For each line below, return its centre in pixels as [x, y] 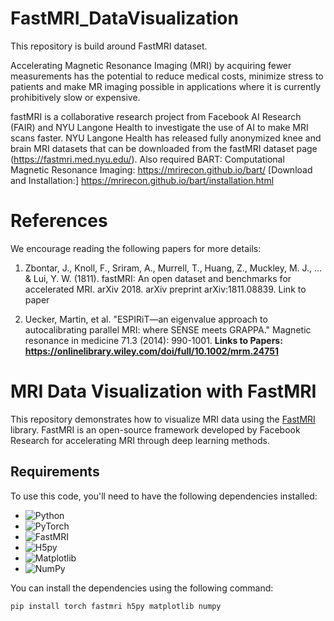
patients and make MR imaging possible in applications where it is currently [166, 86]
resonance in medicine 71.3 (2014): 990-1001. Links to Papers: [153, 340]
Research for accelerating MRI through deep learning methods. [140, 440]
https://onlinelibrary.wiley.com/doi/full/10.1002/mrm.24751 [151, 351]
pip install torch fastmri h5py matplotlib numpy [116, 606]
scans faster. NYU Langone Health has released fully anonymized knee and [166, 138]
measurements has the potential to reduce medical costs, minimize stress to [167, 76]
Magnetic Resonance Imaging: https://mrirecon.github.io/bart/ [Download [161, 169]
